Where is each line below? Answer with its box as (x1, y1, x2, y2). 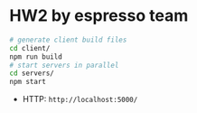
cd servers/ (9, 69, 54, 78)
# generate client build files (9, 35, 127, 44)
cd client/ (9, 43, 51, 52)
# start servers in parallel (9, 61, 119, 70)
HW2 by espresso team (9, 5, 189, 26)
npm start (9, 78, 47, 87)
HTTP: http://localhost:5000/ (22, 94, 138, 105)
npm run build (9, 52, 63, 61)
